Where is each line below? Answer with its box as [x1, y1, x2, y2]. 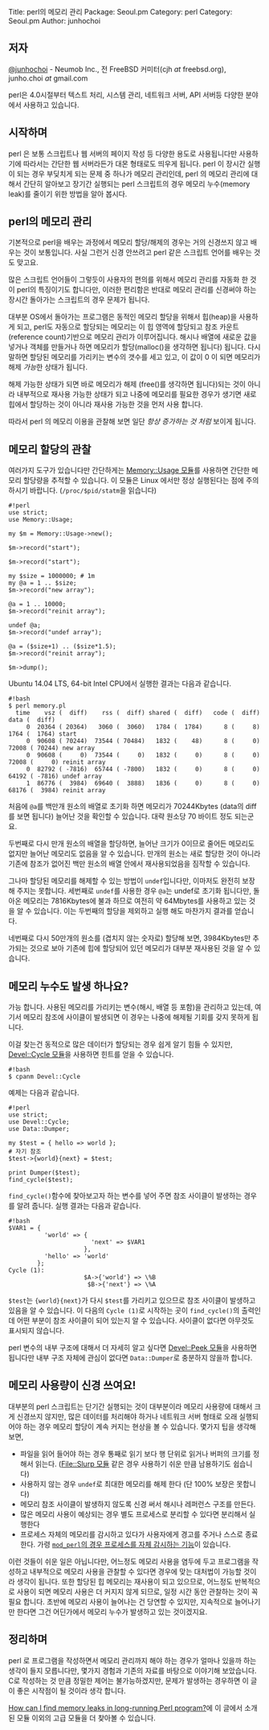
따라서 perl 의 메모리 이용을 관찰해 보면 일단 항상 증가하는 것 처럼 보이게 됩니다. [8, 417, 257, 427]
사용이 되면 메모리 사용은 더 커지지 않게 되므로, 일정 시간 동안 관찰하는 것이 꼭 [16, 1587, 259, 1596]
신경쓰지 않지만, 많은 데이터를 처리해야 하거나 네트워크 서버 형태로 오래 [16, 1411, 238, 1421]
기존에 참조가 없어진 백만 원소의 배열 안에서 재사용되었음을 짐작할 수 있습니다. [8, 859, 251, 869]
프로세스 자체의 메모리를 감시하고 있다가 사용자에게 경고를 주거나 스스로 [19, 1529, 243, 1539]
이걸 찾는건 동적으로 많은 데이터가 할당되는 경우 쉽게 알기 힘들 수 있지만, [8, 1039, 233, 1049]
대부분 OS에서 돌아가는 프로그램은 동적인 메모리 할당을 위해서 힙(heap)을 [8, 312, 238, 322]
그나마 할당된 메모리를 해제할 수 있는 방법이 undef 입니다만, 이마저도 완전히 [8, 876, 241, 886]
